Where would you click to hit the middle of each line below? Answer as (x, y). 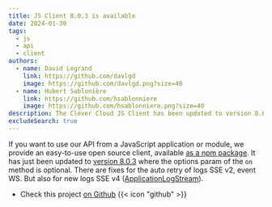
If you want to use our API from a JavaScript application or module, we (126, 144)
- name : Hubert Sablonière (61, 91)
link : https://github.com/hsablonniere (90, 99)
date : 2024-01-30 (38, 23)
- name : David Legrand (54, 69)
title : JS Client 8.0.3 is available (72, 16)
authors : (23, 61)
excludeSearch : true (43, 121)
